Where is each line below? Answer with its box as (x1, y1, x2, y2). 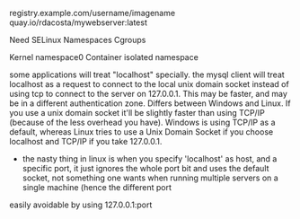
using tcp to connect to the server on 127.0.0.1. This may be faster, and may (9, 89, 287, 99)
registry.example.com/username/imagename (9, 8, 176, 18)
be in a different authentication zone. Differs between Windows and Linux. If (9, 98, 291, 109)
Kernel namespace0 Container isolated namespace (9, 52, 199, 62)
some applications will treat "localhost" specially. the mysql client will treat (9, 69, 285, 80)
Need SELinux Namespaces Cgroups (9, 35, 146, 45)
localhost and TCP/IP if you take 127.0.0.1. (9, 136, 163, 146)
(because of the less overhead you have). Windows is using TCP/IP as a (9, 117, 276, 127)
